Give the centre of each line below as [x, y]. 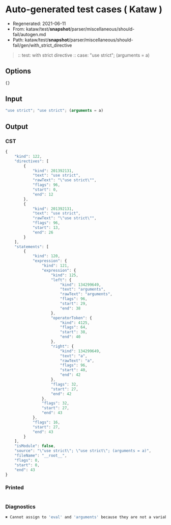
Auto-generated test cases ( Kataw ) [84, 9]
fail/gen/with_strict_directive [42, 45]
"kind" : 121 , [55, 266]
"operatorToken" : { [72, 318]
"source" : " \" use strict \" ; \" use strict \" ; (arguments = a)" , [83, 451]
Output [17, 126]
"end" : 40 [70, 337]
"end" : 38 [70, 308]
